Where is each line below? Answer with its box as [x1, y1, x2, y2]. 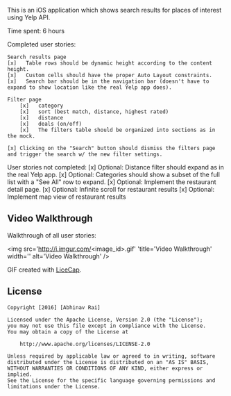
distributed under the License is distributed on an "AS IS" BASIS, [7, 358, 209, 365]
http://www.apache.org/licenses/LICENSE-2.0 [19, 340, 151, 347]
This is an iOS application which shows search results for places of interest [7, 6, 222, 14]
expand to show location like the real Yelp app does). [7, 84, 172, 91]
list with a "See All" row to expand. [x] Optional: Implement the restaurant [7, 178, 216, 186]
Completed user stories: [7, 40, 76, 48]
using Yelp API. [7, 13, 51, 22]
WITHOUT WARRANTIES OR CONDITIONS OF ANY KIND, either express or [7, 365, 203, 372]
